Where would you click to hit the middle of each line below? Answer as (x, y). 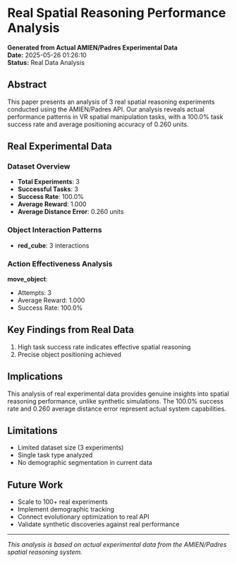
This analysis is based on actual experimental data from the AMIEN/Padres (117, 545)
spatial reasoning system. (45, 552)
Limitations (32, 431)
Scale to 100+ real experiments (62, 502)
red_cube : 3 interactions (53, 246)
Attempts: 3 (34, 293)
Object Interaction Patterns (55, 230)
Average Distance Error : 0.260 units (71, 212)
